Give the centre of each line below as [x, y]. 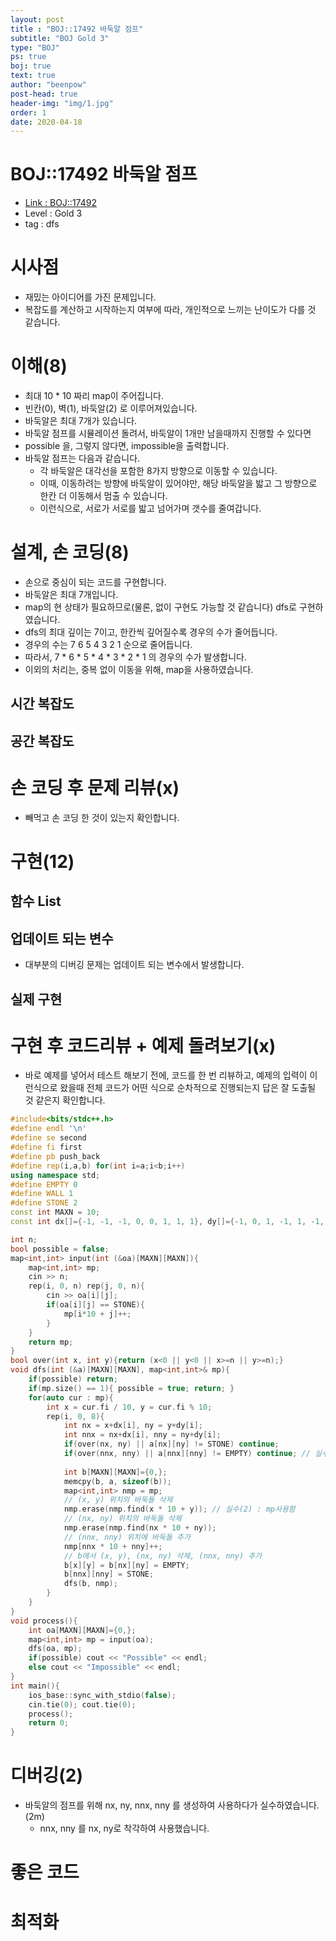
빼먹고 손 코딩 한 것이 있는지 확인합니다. [102, 817]
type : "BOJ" [35, 47]
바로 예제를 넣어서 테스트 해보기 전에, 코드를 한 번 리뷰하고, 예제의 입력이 [166, 1075]
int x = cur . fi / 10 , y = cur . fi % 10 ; [129, 1407]
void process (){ [44, 1621]
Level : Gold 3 [53, 213]
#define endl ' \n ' [48, 1129]
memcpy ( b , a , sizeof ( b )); [117, 1481]
